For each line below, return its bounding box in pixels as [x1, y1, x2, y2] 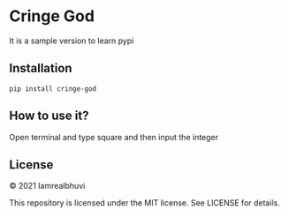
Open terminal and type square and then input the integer [9, 131, 219, 142]
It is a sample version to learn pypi [9, 35, 134, 46]
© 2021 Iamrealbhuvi [9, 181, 86, 191]
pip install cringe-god [9, 84, 97, 94]
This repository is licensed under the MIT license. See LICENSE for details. [9, 198, 280, 208]
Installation [9, 61, 72, 76]
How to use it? [9, 108, 89, 123]
